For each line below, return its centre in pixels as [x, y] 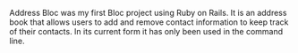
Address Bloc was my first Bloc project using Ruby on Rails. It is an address [148, 13]
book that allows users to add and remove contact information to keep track [149, 22]
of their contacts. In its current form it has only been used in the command [146, 31]
